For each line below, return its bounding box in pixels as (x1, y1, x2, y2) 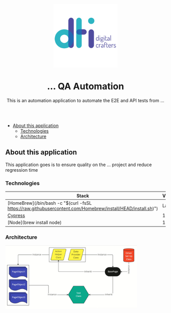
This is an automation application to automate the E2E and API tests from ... (7, 97, 164, 103)
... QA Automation (47, 81, 124, 92)
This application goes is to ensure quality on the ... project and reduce (5, 162, 152, 168)
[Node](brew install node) (7, 220, 62, 226)
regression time (5, 167, 38, 173)
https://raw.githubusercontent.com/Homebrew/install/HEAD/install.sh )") (7, 205, 158, 211)
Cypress (7, 212, 25, 218)
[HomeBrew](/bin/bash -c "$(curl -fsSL (7, 200, 92, 206)
